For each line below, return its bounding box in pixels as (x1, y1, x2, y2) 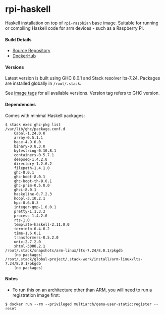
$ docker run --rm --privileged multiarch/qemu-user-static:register (5, 302, 152, 307)
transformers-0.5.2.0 (14, 235, 58, 240)
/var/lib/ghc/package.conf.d (5, 126, 65, 131)
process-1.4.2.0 (14, 213, 48, 218)
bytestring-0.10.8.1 (14, 148, 56, 153)
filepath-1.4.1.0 (14, 165, 50, 171)
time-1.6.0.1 (14, 231, 41, 236)
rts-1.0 (14, 217, 30, 223)
